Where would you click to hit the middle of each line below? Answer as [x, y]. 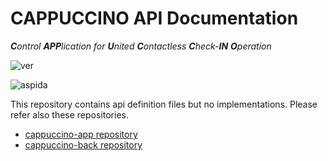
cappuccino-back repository [83, 144]
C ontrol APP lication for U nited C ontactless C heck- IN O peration [141, 46]
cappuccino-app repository [81, 134]
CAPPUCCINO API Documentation [154, 18]
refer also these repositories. [69, 114]
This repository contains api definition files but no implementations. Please [164, 104]
